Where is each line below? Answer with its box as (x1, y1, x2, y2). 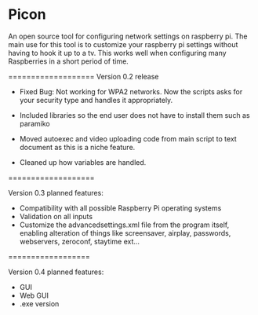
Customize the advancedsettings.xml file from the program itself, (19, 220, 230, 229)
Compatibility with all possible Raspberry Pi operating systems (19, 203, 222, 213)
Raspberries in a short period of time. (8, 57, 129, 66)
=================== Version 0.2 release (8, 71, 159, 81)
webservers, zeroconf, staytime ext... (19, 236, 140, 246)
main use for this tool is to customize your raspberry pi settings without (8, 39, 238, 49)
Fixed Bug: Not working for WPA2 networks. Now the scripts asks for (19, 86, 243, 96)
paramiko (19, 119, 50, 128)
